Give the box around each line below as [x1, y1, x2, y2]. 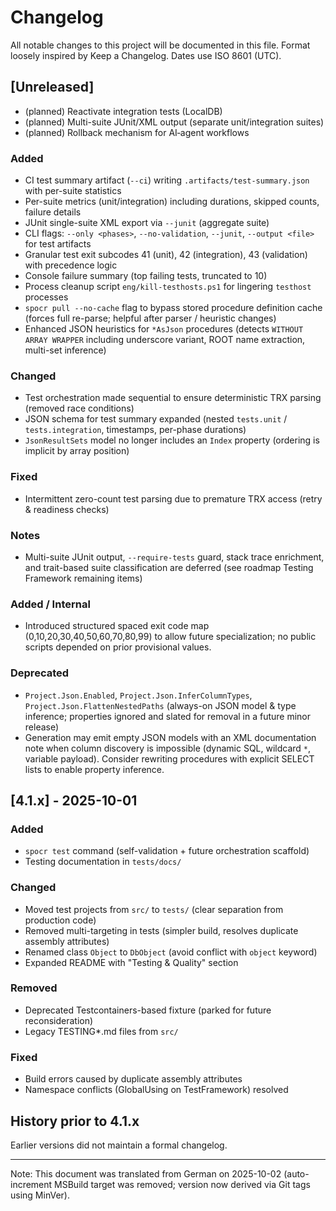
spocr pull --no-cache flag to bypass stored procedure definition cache [24, 302, 323, 314]
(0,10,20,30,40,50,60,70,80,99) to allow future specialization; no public [24, 631, 317, 643]
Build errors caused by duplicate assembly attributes [24, 1073, 243, 1085]
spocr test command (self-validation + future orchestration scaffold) [24, 845, 310, 857]
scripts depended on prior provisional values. [24, 641, 212, 653]
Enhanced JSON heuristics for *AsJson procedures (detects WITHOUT [24, 323, 304, 335]
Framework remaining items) [24, 572, 143, 584]
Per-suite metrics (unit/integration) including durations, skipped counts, [24, 196, 320, 208]
